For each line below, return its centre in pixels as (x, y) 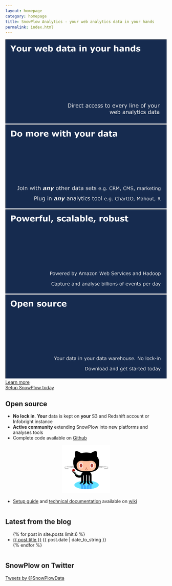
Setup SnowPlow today (30, 388)
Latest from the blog (38, 522)
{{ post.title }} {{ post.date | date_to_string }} (59, 539)
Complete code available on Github (50, 438)
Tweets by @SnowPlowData (35, 578)
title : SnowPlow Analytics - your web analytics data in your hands (80, 22)
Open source (26, 404)
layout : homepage (24, 11)
